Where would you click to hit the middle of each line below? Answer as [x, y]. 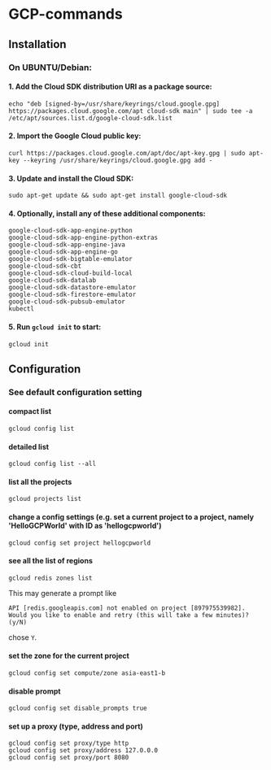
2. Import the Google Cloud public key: [75, 136]
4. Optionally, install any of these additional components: [107, 213]
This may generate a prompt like [63, 593]
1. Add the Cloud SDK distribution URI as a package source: [110, 87]
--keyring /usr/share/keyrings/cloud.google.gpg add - [118, 160]
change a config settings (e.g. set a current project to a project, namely [131, 517]
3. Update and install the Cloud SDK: [71, 178]
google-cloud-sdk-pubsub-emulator [67, 302]
